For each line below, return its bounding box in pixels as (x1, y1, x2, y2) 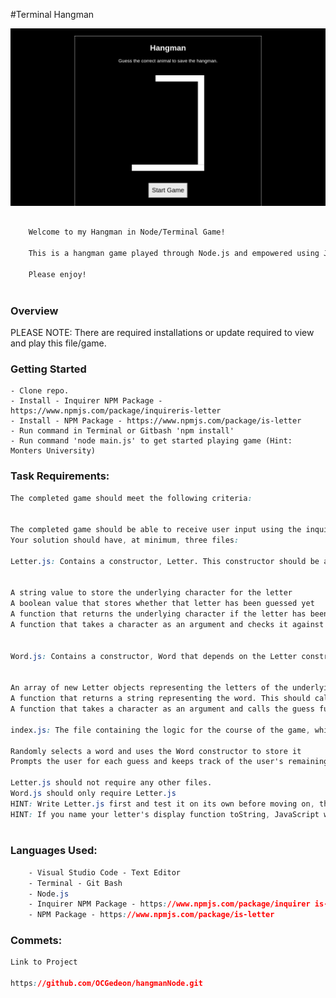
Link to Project (10, 957, 78, 968)
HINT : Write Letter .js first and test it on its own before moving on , (10, 799, 315, 809)
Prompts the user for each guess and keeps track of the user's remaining (10, 757, 329, 767)
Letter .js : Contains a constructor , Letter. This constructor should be (10, 556, 320, 566)
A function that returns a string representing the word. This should (10, 694, 311, 704)
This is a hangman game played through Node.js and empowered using (28, 249, 320, 259)
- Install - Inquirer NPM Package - (10, 396, 163, 406)
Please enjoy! (28, 269, 87, 279)
